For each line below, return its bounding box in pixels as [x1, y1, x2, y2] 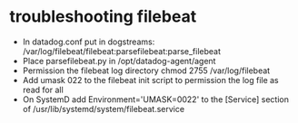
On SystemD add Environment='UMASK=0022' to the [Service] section [22, 93, 289, 105]
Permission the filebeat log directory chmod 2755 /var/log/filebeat [22, 65, 271, 76]
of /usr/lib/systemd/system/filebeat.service [22, 103, 184, 114]
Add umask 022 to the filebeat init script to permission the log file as [22, 74, 279, 85]
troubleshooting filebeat [9, 6, 197, 27]
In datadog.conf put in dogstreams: [22, 36, 155, 47]
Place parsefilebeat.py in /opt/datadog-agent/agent [22, 55, 216, 66]
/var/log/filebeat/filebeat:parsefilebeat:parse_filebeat [22, 45, 221, 56]
